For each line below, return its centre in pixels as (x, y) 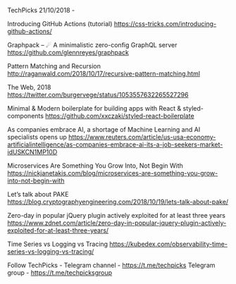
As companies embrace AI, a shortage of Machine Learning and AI (104, 129)
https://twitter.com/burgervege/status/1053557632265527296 (98, 95)
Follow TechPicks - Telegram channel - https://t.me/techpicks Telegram (111, 265)
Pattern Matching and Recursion (54, 66)
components (26, 116)
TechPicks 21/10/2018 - (41, 10)
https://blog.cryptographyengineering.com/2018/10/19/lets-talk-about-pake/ (118, 202)
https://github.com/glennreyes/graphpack (68, 53)
